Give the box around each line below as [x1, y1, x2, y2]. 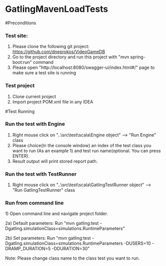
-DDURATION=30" [52, 246, 90, 252]
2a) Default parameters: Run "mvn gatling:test [5, 220, 99, 226]
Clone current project [12, 93, 56, 100]
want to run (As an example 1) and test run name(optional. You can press [12, 148, 161, 154]
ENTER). [12, 153, 30, 159]
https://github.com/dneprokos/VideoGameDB [12, 49, 106, 55]
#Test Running [5, 108, 35, 114]
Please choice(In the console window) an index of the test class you [12, 142, 152, 148]
